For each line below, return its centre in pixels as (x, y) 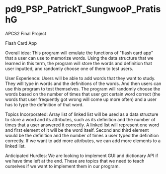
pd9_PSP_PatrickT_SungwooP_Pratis (83, 9)
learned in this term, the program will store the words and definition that (79, 63)
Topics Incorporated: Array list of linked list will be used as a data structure (82, 114)
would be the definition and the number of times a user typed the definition (82, 135)
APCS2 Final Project (26, 33)
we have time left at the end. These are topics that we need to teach (75, 161)
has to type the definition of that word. (44, 104)
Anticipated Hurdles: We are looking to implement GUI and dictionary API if (82, 156)
